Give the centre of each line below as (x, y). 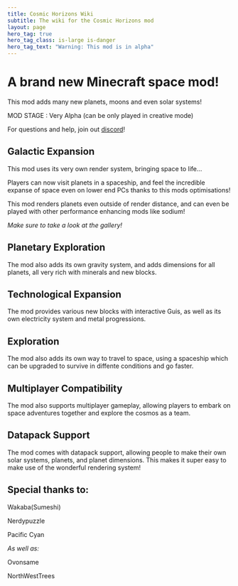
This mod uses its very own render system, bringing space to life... (105, 168)
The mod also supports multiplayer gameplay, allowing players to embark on (119, 405)
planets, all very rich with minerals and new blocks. (82, 272)
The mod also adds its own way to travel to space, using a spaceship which (118, 359)
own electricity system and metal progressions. (77, 319)
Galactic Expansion (51, 152)
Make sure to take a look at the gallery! (65, 225)
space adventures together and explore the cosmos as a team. (99, 413)
